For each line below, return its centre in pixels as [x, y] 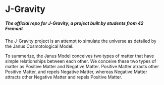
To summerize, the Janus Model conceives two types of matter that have [80, 56]
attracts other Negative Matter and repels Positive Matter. [64, 77]
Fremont [14, 28]
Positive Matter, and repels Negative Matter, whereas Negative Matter [76, 72]
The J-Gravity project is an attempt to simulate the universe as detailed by [81, 41]
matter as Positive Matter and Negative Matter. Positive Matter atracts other [82, 67]
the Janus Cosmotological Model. [39, 46]
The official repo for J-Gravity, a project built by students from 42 [74, 23]
